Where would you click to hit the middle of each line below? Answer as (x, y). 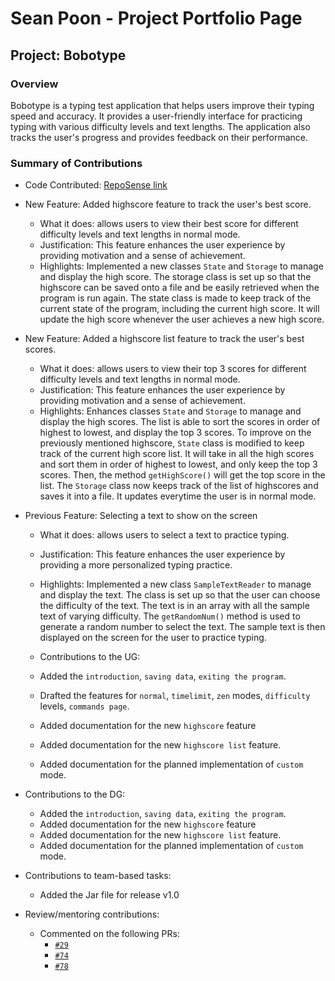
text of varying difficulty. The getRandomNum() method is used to (170, 616)
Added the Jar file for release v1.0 (109, 895)
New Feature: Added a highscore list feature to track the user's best (164, 339)
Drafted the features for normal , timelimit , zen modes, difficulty (175, 696)
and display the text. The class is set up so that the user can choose (180, 595)
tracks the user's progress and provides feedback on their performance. (159, 137)
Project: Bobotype (68, 55)
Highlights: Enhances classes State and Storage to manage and (170, 411)
